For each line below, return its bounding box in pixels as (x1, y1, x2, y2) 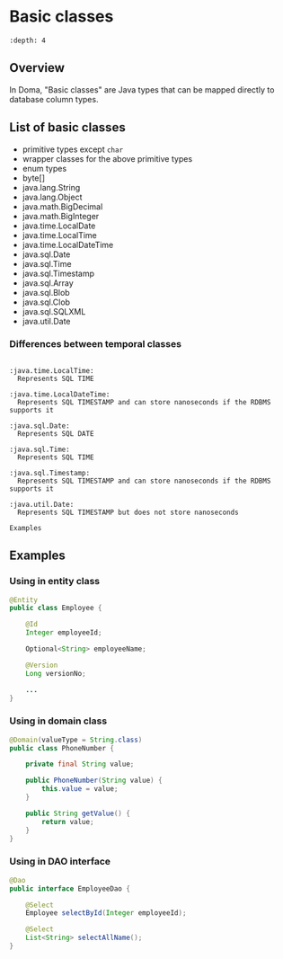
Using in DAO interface (9, 856, 111, 868)
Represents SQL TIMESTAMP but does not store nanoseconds (17, 508, 240, 517)
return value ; (41, 817, 94, 826)
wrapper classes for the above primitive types (22, 153, 193, 164)
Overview (9, 60, 66, 75)
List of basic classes (9, 120, 126, 136)
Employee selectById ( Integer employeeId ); (25, 909, 187, 918)
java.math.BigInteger (22, 210, 100, 221)
